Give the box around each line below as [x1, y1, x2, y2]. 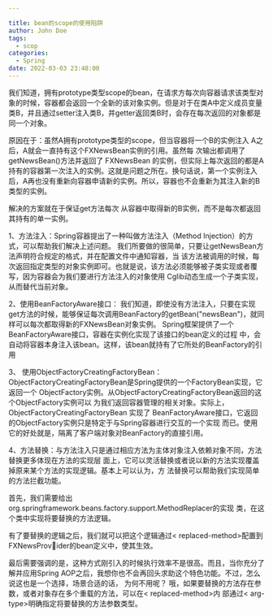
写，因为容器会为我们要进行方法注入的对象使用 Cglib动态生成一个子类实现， [8, 271, 263, 281]
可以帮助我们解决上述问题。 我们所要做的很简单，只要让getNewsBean [22, 241, 258, 250]
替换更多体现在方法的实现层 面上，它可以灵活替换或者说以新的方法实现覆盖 [8, 455, 260, 465]
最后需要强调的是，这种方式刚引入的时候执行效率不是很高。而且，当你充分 [8, 557, 258, 567]
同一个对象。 [8, 118, 51, 128]
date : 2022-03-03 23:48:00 [8, 64, 100, 73]
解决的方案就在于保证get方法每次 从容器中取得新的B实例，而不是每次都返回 [8, 203, 262, 213]
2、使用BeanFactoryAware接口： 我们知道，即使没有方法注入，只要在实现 [8, 298, 256, 309]
